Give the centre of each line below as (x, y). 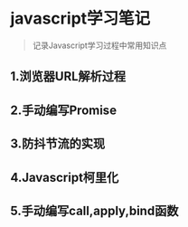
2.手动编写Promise (63, 110)
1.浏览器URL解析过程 (68, 76)
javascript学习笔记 (80, 19)
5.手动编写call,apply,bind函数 (94, 210)
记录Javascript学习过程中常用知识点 (99, 45)
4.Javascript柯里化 (65, 177)
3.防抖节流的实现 (58, 144)
